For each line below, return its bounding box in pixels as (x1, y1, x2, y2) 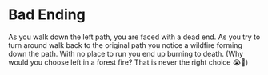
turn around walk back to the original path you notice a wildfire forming (8, 40, 242, 49)
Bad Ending (8, 6, 86, 24)
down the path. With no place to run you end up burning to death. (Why (8, 49, 244, 58)
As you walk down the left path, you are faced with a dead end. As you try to (8, 32, 261, 41)
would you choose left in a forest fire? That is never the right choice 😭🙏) (8, 57, 249, 67)
